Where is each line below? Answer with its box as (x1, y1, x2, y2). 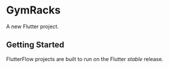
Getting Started (6, 40, 65, 50)
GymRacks (6, 4, 61, 17)
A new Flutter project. (6, 23, 59, 30)
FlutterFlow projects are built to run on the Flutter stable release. (6, 55, 164, 62)
